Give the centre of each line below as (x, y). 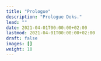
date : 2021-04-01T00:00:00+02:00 (47, 28)
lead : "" (17, 22)
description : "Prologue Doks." (44, 17)
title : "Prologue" (28, 11)
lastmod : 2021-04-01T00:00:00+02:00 (50, 33)
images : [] (19, 44)
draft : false (22, 38)
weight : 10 (19, 49)
